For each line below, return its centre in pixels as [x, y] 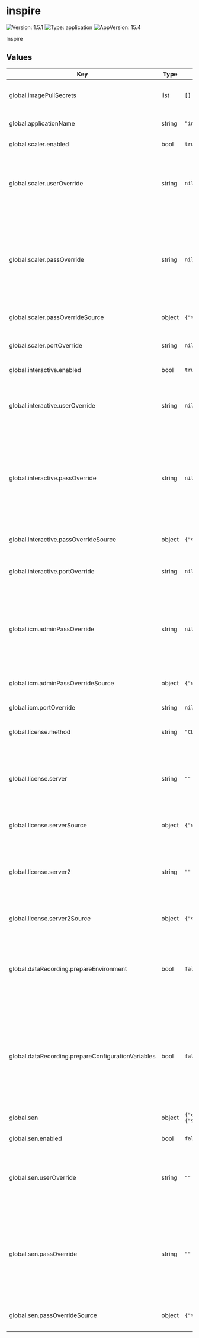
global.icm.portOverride [42, 707]
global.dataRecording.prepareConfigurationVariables [82, 1056]
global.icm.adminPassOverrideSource [62, 683]
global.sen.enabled [36, 1138]
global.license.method [40, 731]
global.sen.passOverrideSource [53, 1315]
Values [19, 57]
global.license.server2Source [50, 918]
